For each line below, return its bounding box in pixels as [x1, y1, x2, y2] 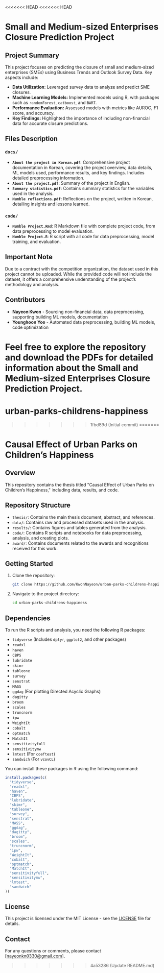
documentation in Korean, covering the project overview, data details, [12, 164, 153, 170]
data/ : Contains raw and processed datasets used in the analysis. [12, 519, 145, 525]
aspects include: [5, 74, 38, 80]
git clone [12, 582, 33, 587]
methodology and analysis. [5, 281, 60, 287]
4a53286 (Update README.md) [90, 963, 155, 969]
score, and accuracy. [12, 110, 55, 116]
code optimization [12, 324, 49, 330]
